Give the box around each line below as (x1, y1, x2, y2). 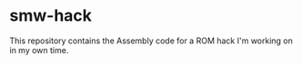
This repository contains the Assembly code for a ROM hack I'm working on (9, 35, 294, 46)
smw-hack (9, 5, 93, 26)
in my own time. (9, 44, 69, 55)
